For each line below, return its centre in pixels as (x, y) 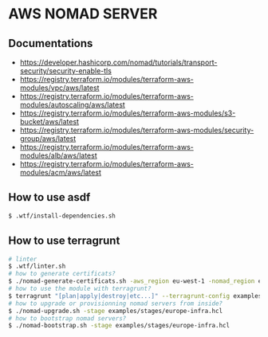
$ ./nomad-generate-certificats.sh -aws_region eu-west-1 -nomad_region (132, 281)
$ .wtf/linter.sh (37, 266)
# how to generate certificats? (62, 274)
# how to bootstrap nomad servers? (67, 318)
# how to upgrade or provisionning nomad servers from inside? (116, 304)
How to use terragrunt (64, 241)
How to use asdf (49, 197)
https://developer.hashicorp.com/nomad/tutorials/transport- (118, 62)
